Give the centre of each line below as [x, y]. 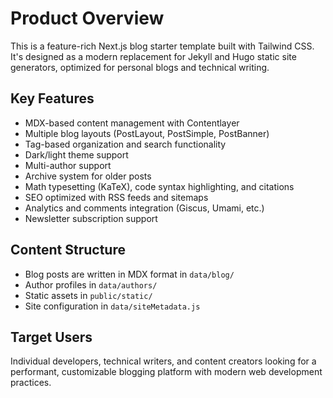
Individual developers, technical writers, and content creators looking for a [163, 361]
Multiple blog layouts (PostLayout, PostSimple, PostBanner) [147, 133]
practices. [31, 383]
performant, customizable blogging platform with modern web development [166, 372]
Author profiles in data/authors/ [91, 284]
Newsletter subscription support [91, 218]
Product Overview [87, 18]
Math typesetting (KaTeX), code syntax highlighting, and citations [159, 186]
